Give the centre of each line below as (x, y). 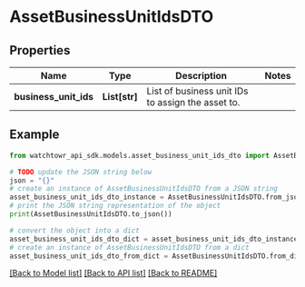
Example (34, 135)
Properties (40, 50)
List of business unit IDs (197, 91)
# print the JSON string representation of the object (115, 206)
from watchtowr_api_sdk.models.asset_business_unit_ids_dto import (140, 155)
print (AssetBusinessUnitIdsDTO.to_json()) (91, 214)
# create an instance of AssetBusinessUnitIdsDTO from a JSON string (144, 189)
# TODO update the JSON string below (81, 172)
